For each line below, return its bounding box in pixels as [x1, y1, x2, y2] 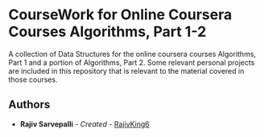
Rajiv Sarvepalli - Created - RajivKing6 [19, 119, 151, 129]
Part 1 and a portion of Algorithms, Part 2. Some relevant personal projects [8, 58, 255, 67]
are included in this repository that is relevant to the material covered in [8, 66, 245, 75]
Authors [8, 98, 51, 111]
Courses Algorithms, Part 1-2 [8, 22, 207, 41]
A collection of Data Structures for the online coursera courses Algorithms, [8, 49, 256, 58]
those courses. [8, 75, 58, 84]
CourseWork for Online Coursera [8, 6, 233, 24]
